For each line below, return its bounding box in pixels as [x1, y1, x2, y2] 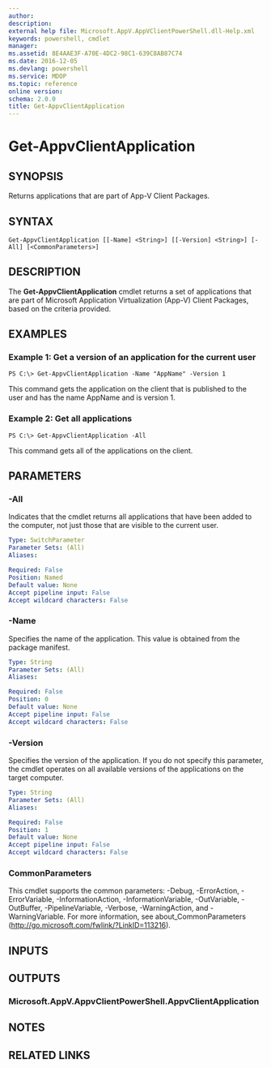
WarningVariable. [8, 911, 66, 921]
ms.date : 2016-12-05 [8, 58, 78, 66]
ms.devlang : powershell [8, 65, 89, 73]
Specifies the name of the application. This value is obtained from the [8, 633, 240, 643]
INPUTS [8, 944, 49, 958]
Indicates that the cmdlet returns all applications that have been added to [8, 512, 252, 521]
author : [8, 11, 35, 20]
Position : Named [8, 573, 63, 581]
